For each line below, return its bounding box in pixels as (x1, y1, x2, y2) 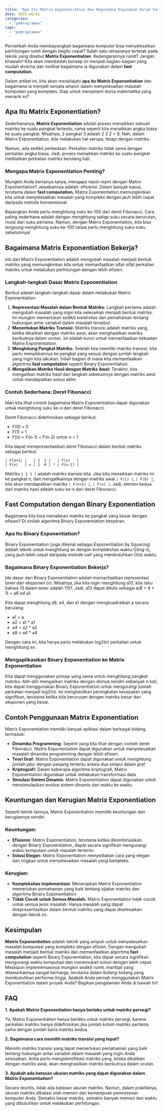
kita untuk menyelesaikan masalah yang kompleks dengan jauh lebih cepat (5, 195, 154, 200)
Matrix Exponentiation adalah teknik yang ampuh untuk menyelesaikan (5, 939, 148, 945)
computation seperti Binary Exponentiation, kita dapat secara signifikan (5, 954, 149, 960)
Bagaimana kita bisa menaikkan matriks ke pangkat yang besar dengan (5, 513, 147, 519)
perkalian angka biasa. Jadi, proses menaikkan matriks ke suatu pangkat (5, 150, 150, 156)
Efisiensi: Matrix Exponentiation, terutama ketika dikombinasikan (12, 837, 142, 843)
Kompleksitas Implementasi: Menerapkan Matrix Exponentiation (12, 881, 142, 887)
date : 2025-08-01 (5, 12, 40, 16)
